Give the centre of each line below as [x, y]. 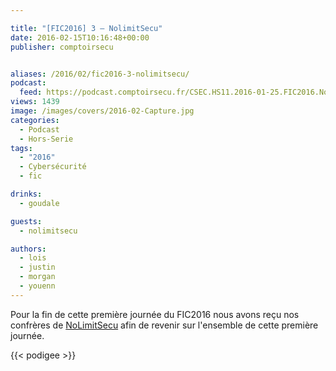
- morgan [37, 277]
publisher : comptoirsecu [62, 47]
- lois [33, 258]
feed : [31, 92]
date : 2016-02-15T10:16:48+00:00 [80, 37]
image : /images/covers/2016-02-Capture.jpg [102, 111]
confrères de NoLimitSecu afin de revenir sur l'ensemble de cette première [164, 325]
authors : [28, 249]
